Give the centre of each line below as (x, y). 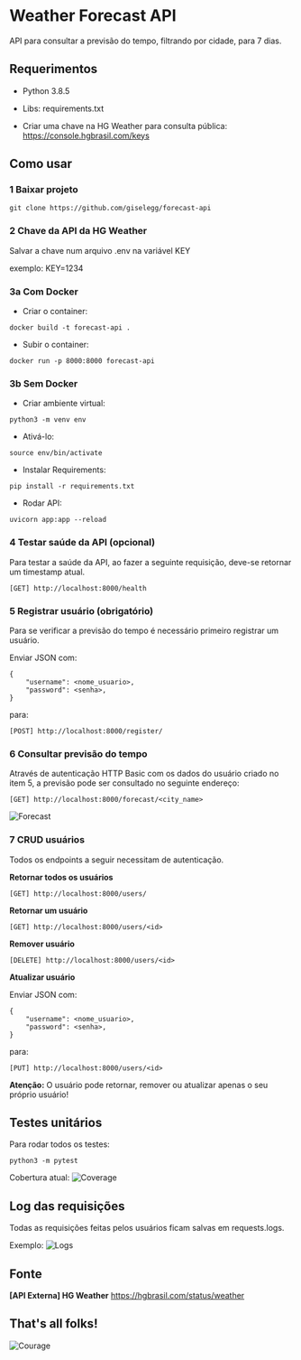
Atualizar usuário (42, 977)
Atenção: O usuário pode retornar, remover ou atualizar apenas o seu (139, 1085)
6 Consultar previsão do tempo (78, 753)
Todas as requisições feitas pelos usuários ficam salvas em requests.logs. (147, 1228)
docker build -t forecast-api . (70, 328)
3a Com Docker (44, 292)
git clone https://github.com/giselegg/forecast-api (110, 209)
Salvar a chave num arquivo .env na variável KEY (100, 250)
